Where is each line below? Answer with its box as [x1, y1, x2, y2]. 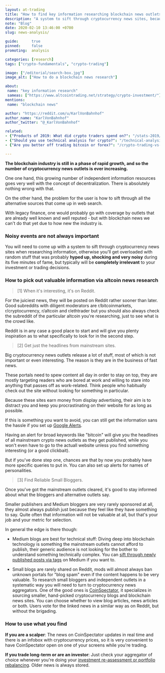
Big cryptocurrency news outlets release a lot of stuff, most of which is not [5, 352, 156, 358]
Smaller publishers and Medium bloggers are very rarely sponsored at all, [5, 502, 154, 507]
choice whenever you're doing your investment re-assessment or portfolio [5, 657, 156, 663]
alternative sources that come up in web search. [5, 200, 103, 206]
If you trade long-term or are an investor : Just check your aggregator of [5, 651, 153, 657]
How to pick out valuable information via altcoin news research [5, 277, 159, 283]
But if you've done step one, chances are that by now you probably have [5, 457, 152, 463]
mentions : [5, 97, 26, 102]
